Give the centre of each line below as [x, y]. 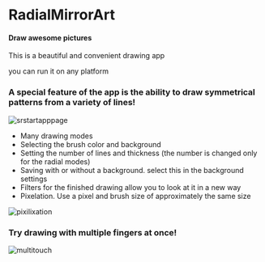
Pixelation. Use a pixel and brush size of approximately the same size [135, 196]
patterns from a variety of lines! [72, 103]
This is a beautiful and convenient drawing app [87, 56]
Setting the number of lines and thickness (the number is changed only [139, 153]
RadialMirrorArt [62, 15]
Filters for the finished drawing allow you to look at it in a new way [130, 187]
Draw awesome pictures [50, 37]
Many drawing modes [56, 136]
